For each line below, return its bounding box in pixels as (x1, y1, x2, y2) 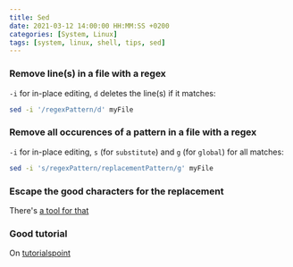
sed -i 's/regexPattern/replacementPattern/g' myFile (9, 163, 214, 172)
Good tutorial (9, 227, 68, 239)
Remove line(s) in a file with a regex (9, 68, 167, 80)
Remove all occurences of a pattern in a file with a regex (9, 126, 257, 138)
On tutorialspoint (9, 247, 71, 259)
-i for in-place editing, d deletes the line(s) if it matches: (9, 88, 216, 98)
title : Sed (9, 13, 50, 22)
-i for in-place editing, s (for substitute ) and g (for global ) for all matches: (9, 146, 284, 157)
